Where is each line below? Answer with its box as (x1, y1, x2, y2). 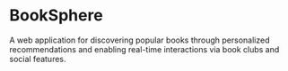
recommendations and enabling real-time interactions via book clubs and (9, 43, 280, 54)
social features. (9, 53, 66, 64)
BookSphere (9, 5, 103, 26)
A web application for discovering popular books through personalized (9, 35, 271, 45)
